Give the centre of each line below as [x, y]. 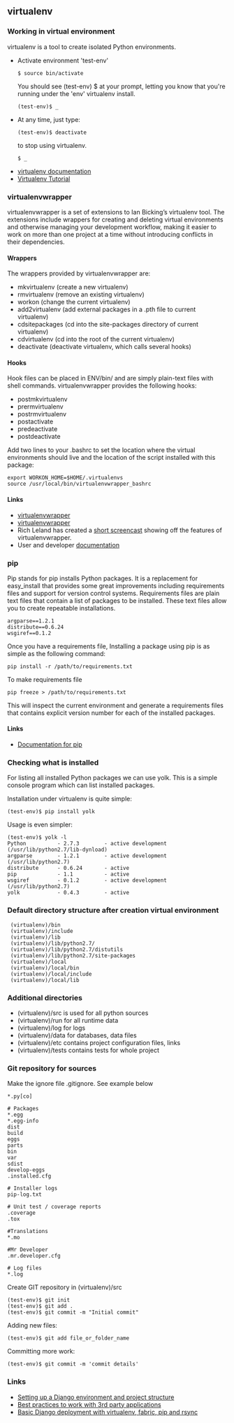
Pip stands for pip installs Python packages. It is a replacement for [102, 578]
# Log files [24, 1268]
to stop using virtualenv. [52, 145]
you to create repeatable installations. [61, 608]
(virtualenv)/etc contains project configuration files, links [99, 1042]
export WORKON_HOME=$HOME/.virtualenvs [65, 478]
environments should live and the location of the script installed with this [111, 458]
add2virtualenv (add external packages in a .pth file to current [107, 309]
